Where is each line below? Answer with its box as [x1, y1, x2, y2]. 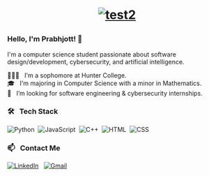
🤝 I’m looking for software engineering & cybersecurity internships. [7, 89, 203, 97]
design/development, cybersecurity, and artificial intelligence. [7, 57, 185, 66]
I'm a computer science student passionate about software [7, 50, 176, 59]
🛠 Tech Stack [7, 107, 59, 117]
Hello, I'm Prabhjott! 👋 [7, 34, 83, 44]
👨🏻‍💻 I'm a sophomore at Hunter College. [7, 71, 127, 80]
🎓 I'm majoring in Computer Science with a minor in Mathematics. [7, 79, 202, 87]
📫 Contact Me [7, 143, 61, 153]
